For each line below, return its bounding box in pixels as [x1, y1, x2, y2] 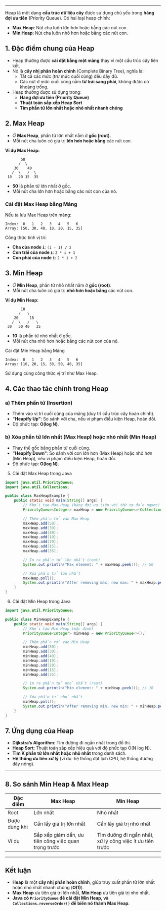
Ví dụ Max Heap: [5, 147, 40, 153]
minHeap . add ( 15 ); [23, 668, 58, 672]
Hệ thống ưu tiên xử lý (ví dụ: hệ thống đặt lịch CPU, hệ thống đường [12, 756, 153, 762]
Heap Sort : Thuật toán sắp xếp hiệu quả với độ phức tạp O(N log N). [12, 745, 152, 751]
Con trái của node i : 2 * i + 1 [12, 249, 76, 255]
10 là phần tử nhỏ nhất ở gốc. [12, 333, 72, 339]
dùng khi [7, 824, 28, 831]
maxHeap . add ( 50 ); [23, 521, 58, 526]
